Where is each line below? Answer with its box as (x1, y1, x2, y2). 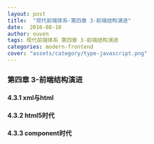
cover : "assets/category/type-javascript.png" (7, 50, 148, 57)
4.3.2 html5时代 (7, 111, 55, 119)
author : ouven (7, 30, 50, 38)
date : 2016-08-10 (7, 23, 62, 31)
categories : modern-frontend (7, 43, 94, 50)
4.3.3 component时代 (7, 128, 72, 137)
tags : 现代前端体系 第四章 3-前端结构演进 (7, 37, 119, 44)
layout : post (7, 10, 46, 18)
